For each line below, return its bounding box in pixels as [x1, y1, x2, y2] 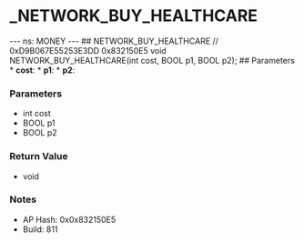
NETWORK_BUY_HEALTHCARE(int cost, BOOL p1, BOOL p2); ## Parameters [9, 55, 296, 66]
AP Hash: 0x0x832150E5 [22, 214, 117, 225]
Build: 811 [22, 224, 58, 235]
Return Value [9, 150, 68, 163]
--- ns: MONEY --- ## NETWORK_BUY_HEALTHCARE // [9, 35, 218, 46]
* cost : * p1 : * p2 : [9, 65, 76, 76]
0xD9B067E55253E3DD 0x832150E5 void [9, 45, 167, 55]
